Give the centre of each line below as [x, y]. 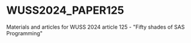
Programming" [25, 33]
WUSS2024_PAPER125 [65, 10]
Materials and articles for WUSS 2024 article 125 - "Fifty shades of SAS [95, 27]
